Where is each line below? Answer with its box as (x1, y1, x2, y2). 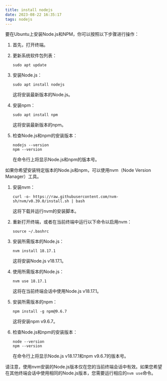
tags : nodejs (5, 17, 33, 22)
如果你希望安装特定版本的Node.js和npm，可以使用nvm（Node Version (5, 167, 151, 173)
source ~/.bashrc (12, 229, 49, 234)
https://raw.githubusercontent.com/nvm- (33, 195, 119, 200)
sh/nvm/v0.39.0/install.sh (12, 199, 69, 204)
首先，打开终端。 (12, 42, 48, 48)
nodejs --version (12, 143, 49, 148)
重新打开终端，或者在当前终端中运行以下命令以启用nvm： (12, 219, 132, 225)
